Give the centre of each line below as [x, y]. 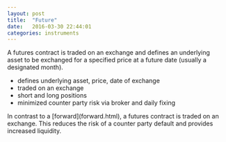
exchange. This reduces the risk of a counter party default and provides [110, 124]
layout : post [26, 14]
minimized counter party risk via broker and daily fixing [96, 103]
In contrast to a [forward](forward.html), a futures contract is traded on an [113, 116]
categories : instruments [43, 33]
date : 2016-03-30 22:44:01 [49, 26]
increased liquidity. [34, 131]
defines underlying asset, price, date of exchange [88, 81]
